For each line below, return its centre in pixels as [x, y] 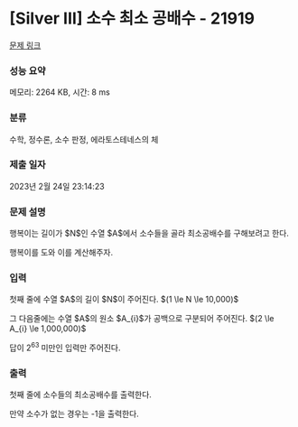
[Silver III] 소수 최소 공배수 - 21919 [132, 19]
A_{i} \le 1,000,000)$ [48, 329]
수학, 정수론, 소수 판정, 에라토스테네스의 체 [84, 139]
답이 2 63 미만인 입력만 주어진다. [65, 347]
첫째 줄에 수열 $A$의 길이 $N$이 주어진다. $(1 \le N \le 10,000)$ [124, 300]
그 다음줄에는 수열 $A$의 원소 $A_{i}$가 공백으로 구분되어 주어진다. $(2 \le [142, 319]
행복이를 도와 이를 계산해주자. [61, 253]
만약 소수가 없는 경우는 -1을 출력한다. [74, 414]
